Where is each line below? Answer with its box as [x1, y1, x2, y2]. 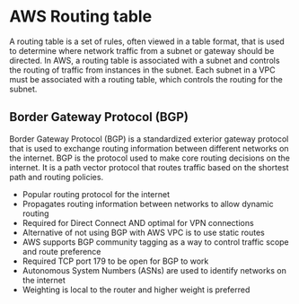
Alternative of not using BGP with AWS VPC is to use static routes [22, 227, 265, 238]
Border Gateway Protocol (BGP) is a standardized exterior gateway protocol [9, 133, 289, 144]
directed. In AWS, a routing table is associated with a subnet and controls [9, 55, 280, 65]
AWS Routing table [9, 6, 153, 27]
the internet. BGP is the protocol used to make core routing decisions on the [9, 152, 290, 163]
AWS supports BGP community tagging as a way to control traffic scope [22, 236, 289, 248]
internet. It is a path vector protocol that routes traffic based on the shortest [9, 161, 289, 172]
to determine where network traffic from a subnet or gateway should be [9, 45, 275, 56]
